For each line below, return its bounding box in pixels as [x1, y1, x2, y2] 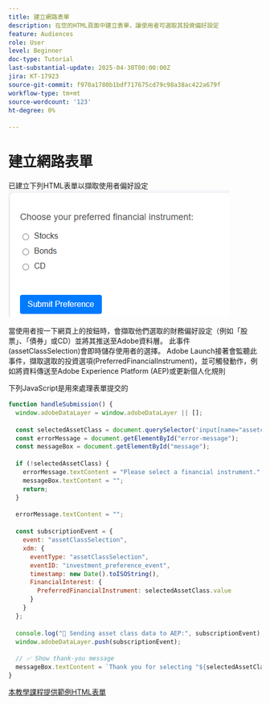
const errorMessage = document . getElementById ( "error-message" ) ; [15, 434, 239, 442]
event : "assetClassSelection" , [22, 536, 128, 544]
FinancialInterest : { [29, 579, 103, 587]
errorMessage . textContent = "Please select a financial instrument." [22, 469, 261, 477]
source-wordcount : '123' [8, 97, 92, 106]
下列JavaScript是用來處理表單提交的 [8, 383, 129, 393]
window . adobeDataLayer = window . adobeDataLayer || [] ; [15, 408, 203, 417]
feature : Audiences [8, 30, 74, 38]
